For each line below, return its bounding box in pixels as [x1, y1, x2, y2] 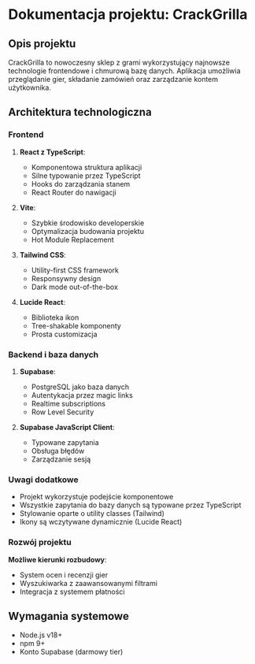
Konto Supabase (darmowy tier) [19, 647, 124, 657]
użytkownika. [8, 83, 51, 92]
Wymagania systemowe [8, 609, 130, 623]
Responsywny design [31, 273, 102, 283]
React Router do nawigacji [31, 187, 116, 197]
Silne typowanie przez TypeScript [31, 171, 141, 180]
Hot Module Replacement [31, 235, 114, 244]
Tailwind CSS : [19, 250, 67, 259]
